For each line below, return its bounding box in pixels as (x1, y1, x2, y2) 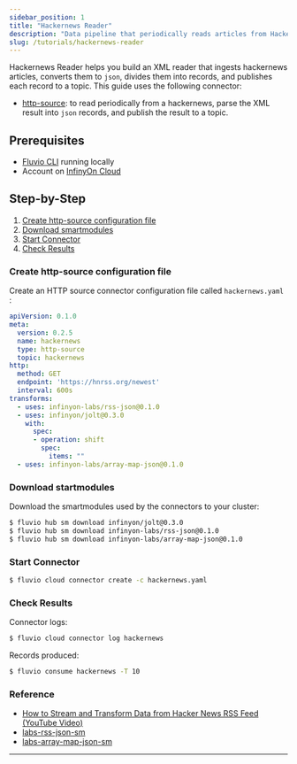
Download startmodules (9, 481, 115, 493)
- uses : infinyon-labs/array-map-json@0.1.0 (17, 459, 184, 469)
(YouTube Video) (21, 718, 84, 729)
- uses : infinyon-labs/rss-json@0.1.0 (17, 402, 161, 412)
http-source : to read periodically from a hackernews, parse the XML (21, 98, 270, 109)
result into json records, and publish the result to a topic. (21, 107, 229, 118)
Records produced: (9, 650, 80, 660)
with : (25, 419, 46, 428)
